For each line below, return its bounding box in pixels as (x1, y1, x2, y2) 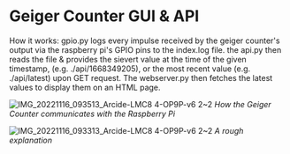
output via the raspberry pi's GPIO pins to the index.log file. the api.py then (9, 44, 282, 55)
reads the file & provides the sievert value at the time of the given (9, 54, 248, 64)
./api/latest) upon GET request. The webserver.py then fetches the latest (9, 72, 273, 83)
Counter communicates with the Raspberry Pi (9, 108, 175, 119)
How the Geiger (214, 99, 271, 109)
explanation (9, 135, 53, 145)
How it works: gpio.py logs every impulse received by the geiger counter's (9, 35, 280, 46)
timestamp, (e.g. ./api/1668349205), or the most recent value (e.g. (9, 63, 251, 74)
